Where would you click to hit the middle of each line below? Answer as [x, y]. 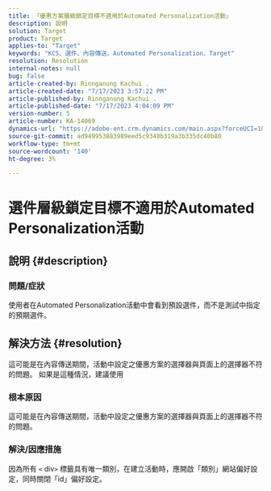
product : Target [35, 38]
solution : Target [38, 31]
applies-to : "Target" [45, 46]
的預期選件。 [29, 315]
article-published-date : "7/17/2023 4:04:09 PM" [92, 106]
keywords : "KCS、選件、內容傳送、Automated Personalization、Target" [122, 53]
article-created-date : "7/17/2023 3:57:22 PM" [88, 91]
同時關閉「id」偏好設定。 [64, 479]
